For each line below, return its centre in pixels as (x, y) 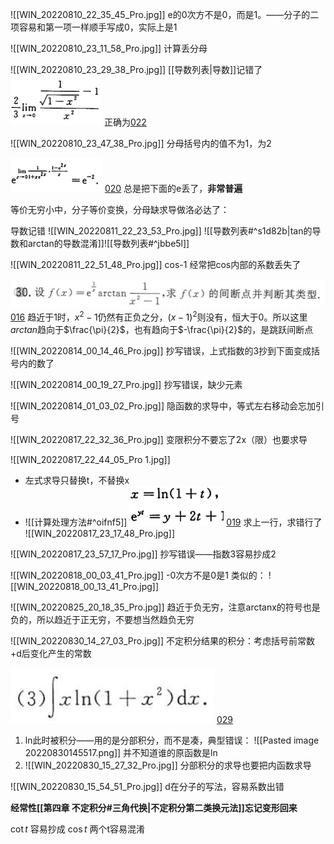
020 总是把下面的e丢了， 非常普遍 (173, 188)
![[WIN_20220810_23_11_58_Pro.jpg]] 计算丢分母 (109, 48)
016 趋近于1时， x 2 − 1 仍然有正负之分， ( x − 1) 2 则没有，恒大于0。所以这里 (159, 316)
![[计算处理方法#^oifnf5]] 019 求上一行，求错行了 (173, 522)
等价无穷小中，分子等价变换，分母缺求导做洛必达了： (120, 209)
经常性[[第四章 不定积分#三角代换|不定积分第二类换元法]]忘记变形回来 (154, 807)
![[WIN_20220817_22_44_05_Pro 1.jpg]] (90, 459)
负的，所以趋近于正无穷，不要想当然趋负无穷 (102, 619)
